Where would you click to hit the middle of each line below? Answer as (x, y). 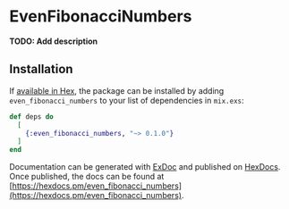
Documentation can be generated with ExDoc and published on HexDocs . (145, 167)
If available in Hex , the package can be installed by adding (117, 90)
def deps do (31, 117)
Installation (41, 69)
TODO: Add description (54, 41)
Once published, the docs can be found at (87, 177)
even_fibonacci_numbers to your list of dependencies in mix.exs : (127, 100)
